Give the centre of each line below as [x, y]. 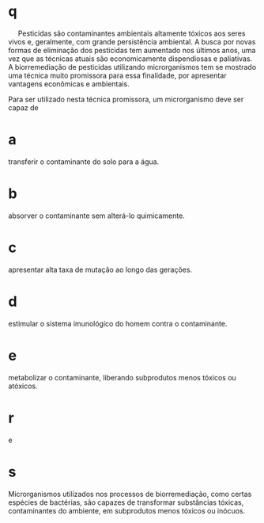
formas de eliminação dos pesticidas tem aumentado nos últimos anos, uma [132, 50]
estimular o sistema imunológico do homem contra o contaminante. [118, 323]
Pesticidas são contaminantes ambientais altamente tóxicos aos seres [132, 33]
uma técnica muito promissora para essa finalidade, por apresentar [117, 75]
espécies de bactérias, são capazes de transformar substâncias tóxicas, [126, 502]
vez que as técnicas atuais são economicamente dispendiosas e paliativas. [130, 59]
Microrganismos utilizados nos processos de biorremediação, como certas [130, 494]
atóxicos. [23, 386]
